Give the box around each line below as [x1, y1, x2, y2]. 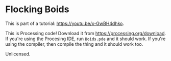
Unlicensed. [5, 51, 31, 57]
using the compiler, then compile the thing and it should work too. [5, 41, 143, 47]
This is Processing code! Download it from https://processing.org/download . [5, 30, 166, 36]
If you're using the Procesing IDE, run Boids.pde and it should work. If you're [5, 36, 166, 42]
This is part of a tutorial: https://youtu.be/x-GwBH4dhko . [5, 20, 124, 26]
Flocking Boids [5, 4, 69, 15]
